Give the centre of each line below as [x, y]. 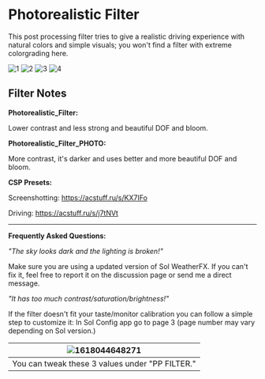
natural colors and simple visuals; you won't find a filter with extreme [120, 44]
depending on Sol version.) [52, 331]
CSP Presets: [30, 182]
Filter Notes [37, 94]
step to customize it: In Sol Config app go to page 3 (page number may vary [132, 322]
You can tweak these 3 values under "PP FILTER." [104, 363]
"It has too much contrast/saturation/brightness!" [89, 298]
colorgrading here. [38, 53]
